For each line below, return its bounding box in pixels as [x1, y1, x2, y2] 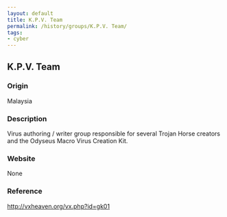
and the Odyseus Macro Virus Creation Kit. [7, 137, 128, 145]
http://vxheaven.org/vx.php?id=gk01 [7, 202, 110, 210]
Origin [7, 81, 29, 91]
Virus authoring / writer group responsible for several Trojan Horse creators [7, 129, 221, 138]
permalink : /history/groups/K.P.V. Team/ [7, 23, 128, 29]
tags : [7, 29, 23, 36]
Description [7, 114, 47, 123]
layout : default [7, 10, 53, 17]
